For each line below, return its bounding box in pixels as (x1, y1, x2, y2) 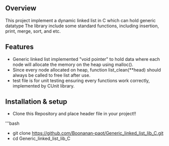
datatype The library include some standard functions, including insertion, (5, 23, 159, 29)
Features (5, 43, 34, 51)
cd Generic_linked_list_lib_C (12, 135, 71, 141)
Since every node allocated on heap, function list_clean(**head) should (12, 66, 161, 72)
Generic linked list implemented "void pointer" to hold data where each (12, 56, 160, 62)
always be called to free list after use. (12, 72, 91, 78)
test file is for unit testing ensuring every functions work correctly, (12, 78, 150, 84)
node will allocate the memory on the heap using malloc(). (12, 61, 134, 67)
